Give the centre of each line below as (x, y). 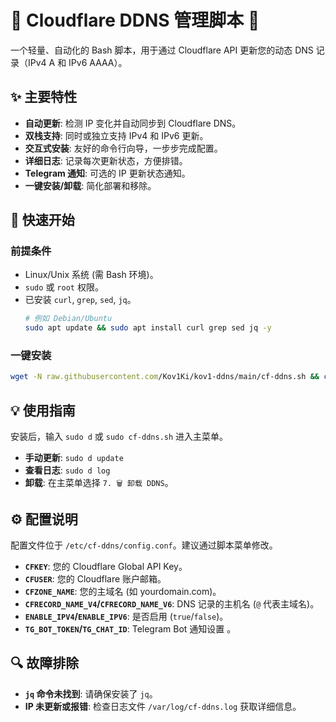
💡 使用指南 (43, 410)
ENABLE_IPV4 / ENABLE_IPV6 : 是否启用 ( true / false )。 (126, 616)
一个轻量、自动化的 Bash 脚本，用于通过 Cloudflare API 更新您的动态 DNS (162, 50)
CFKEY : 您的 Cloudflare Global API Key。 (106, 566)
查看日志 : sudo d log (67, 470)
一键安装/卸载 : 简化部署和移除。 (90, 185)
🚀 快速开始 (42, 220)
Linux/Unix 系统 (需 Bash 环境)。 (91, 275)
